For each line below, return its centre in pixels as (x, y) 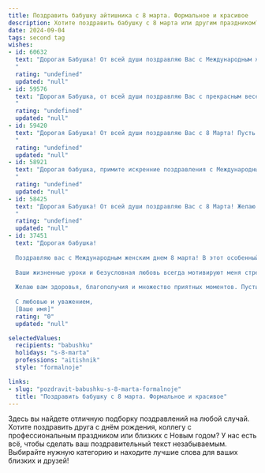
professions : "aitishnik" (58, 360)
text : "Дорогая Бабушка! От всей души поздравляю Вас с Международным (134, 60)
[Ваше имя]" (35, 309)
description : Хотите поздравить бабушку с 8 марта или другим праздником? (134, 23)
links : (19, 381)
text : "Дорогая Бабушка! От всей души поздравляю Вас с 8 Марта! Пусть (136, 133)
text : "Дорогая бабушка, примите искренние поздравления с (114, 170)
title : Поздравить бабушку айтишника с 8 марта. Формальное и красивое (128, 15)
